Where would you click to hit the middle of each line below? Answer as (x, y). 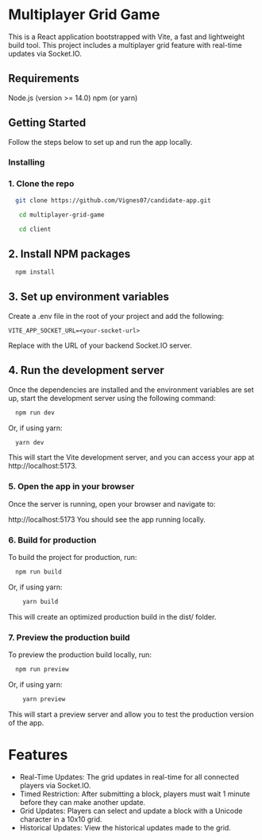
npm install (35, 272)
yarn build (40, 601)
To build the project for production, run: (73, 558)
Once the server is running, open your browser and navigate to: (112, 504)
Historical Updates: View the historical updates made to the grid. (125, 827)
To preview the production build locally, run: (80, 655)
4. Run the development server (86, 370)
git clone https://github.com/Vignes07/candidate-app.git (114, 200)
